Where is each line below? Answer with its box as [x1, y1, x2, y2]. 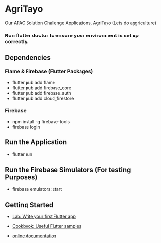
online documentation [12, 233, 56, 239]
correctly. [5, 38, 29, 45]
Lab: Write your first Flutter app [12, 213, 76, 220]
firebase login [12, 124, 40, 130]
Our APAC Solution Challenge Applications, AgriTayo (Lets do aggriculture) [5, 20, 156, 26]
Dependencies [5, 53, 51, 62]
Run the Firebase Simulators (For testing [5, 166, 131, 174]
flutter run [12, 151, 33, 157]
